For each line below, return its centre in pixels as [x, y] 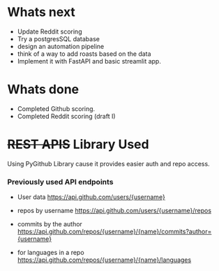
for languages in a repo [51, 253]
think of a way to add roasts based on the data [84, 54]
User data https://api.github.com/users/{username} [91, 197]
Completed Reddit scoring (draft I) [67, 116]
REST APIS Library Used [78, 145]
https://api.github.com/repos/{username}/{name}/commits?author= [114, 232]
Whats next [41, 12]
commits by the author [50, 224]
